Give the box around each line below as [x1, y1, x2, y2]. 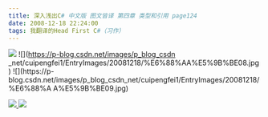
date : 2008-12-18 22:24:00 [8, 19, 99, 27]
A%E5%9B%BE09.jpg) [53, 83, 129, 93]
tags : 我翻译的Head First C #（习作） [8, 26, 125, 34]
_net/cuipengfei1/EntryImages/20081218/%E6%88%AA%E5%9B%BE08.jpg [8, 58, 259, 68]
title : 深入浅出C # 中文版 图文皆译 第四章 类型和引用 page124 [8, 11, 198, 20]
